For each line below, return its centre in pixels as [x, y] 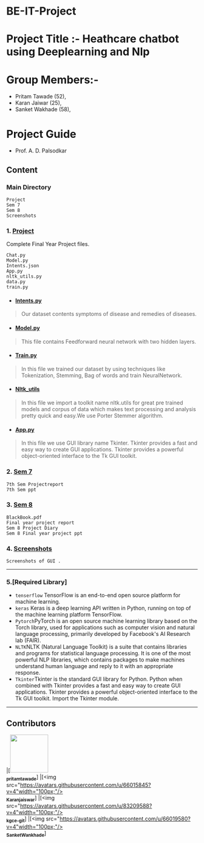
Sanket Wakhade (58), [43, 109]
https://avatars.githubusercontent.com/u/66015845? [86, 785]
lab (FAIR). [28, 640]
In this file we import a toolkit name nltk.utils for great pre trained [102, 403]
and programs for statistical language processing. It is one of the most [103, 654]
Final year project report [40, 523]
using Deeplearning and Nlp [78, 52]
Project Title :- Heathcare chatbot [93, 39]
